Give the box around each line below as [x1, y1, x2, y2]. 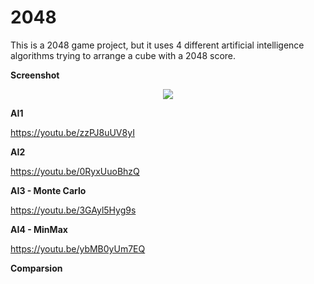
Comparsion [10, 262, 63, 274]
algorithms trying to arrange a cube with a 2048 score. [10, 49, 237, 61]
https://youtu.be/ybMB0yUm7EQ [10, 242, 146, 255]
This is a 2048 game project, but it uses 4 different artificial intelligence [10, 39, 305, 51]
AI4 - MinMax [10, 223, 68, 235]
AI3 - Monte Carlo [10, 184, 87, 196]
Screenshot [10, 69, 60, 81]
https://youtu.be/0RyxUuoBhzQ [10, 165, 140, 177]
